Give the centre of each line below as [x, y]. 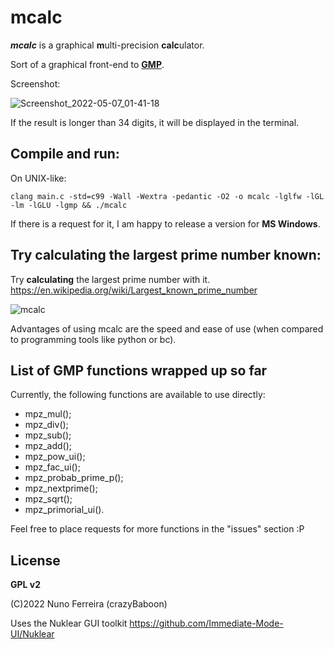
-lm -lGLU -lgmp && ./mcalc [69, 205]
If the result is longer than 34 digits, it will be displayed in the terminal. [155, 122]
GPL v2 [26, 585]
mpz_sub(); [48, 435]
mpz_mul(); [48, 414]
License [35, 560]
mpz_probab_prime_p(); [74, 478]
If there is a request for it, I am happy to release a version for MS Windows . [165, 223]
